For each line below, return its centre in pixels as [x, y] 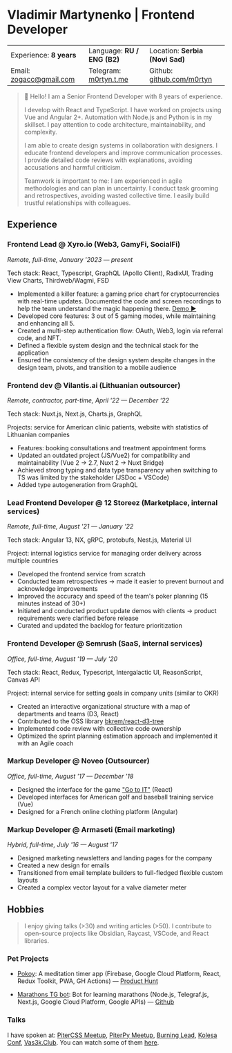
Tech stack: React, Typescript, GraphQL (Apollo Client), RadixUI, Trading [110, 273]
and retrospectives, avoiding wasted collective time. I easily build [116, 195]
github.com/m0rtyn [181, 79]
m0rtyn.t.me [109, 79]
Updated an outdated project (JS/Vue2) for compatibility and [104, 455]
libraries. [37, 940]
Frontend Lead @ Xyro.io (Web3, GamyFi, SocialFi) [94, 245]
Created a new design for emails [63, 865]
